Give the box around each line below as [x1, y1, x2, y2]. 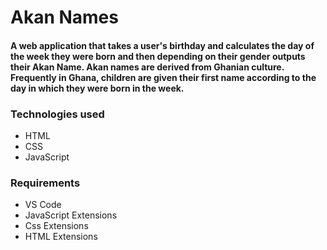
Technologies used [10, 107, 105, 121]
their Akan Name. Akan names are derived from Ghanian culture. [10, 61, 285, 73]
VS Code [24, 199, 62, 211]
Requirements [10, 176, 81, 190]
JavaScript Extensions [24, 209, 118, 221]
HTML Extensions [24, 231, 98, 243]
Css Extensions [24, 220, 89, 232]
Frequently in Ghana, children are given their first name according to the [10, 71, 317, 83]
